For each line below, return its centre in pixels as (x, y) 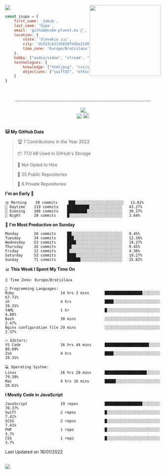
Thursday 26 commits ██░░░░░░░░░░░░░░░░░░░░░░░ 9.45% (73, 247)
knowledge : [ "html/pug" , (48, 67)
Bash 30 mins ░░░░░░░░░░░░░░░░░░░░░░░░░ (83, 319)
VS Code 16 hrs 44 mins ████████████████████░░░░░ (83, 345)
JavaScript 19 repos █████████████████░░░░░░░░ (83, 404)
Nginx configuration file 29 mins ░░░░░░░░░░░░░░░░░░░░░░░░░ (83, 328)
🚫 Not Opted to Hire (37, 165)
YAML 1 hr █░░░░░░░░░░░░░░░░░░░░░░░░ (83, 311)
